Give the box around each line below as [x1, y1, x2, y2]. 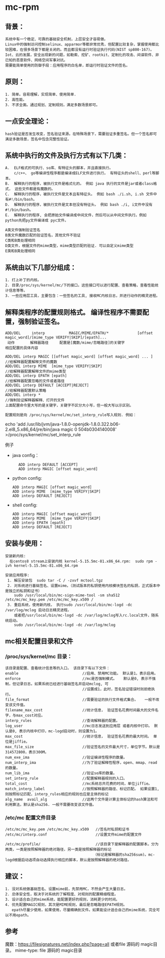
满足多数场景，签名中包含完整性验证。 [5, 136, 71, 142]
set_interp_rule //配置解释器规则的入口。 [5, 776, 127, 781]
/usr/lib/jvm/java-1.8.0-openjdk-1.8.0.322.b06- [26, 421, 121, 427]
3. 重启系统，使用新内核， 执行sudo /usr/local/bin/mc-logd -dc [7, 602, 132, 607]
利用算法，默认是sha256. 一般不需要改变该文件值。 [5, 802, 97, 807]
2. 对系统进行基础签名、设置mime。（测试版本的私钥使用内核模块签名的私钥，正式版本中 [7, 583, 161, 588]
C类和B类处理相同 [5, 238, 35, 243]
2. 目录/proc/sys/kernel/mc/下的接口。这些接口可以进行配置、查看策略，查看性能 [5, 283, 155, 288]
